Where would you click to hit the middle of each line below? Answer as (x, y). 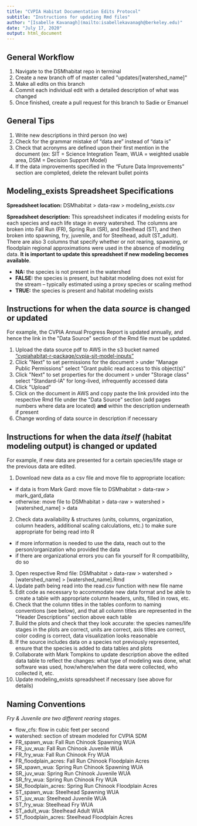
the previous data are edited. (41, 466)
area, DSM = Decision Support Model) (61, 160)
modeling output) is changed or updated (82, 446)
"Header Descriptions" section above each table (74, 617)
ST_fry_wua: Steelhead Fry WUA (54, 805)
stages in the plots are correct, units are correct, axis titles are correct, (100, 630)
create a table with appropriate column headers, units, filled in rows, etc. (103, 598)
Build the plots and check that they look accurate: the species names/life (103, 623)
